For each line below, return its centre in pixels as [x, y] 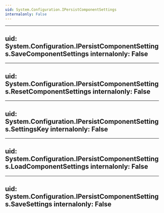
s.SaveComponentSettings [47, 54]
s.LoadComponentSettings [47, 167]
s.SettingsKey [27, 129]
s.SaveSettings [29, 204]
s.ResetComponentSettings [48, 91]
